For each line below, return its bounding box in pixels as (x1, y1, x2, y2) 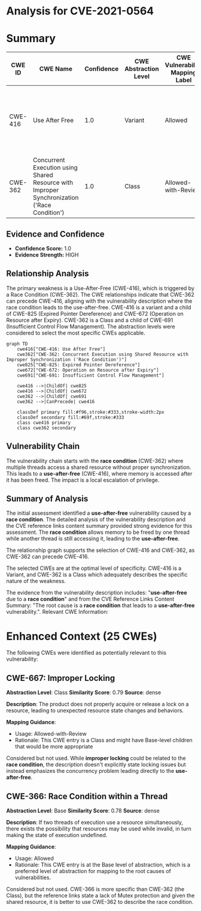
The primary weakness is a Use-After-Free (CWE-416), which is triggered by (6, 284, 194, 292)
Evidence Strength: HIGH (14, 251, 79, 258)
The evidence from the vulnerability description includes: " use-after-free (6, 589, 187, 596)
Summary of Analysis (6, 494, 89, 504)
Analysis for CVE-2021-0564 (6, 4, 154, 18)
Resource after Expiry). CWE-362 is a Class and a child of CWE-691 (6, 316, 173, 324)
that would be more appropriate (14, 743, 93, 750)
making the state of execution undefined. (6, 831, 108, 838)
